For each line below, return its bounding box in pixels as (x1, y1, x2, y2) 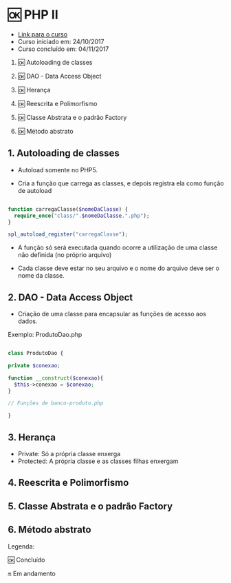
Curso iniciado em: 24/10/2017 (17, 37, 104, 45)
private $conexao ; (8, 362, 60, 369)
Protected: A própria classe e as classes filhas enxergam (17, 457, 179, 465)
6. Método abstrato (8, 524, 91, 535)
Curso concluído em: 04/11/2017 (17, 45, 109, 53)
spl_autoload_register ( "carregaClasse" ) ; (8, 231, 129, 238)
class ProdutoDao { (8, 350, 64, 357)
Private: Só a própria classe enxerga (17, 450, 121, 458)
